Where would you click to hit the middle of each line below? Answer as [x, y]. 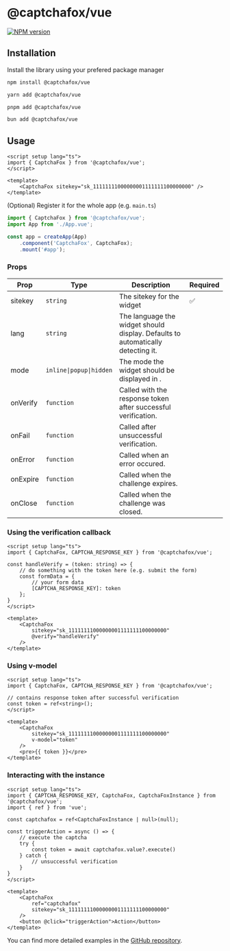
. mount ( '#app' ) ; [43, 249]
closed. [131, 511]
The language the [147, 316]
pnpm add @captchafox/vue [44, 107]
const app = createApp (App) [47, 237]
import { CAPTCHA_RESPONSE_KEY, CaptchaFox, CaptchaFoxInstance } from [111, 795]
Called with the [143, 390]
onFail [20, 435]
